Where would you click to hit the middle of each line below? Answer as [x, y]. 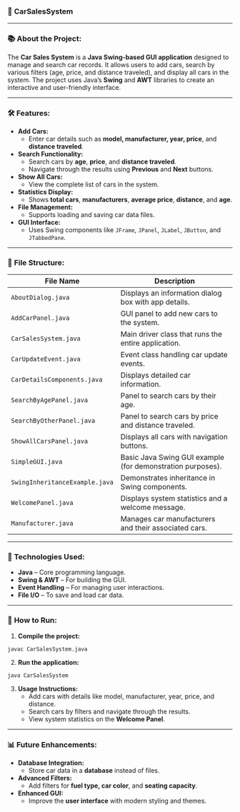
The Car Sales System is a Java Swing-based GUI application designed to [118, 57]
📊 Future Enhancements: [52, 744]
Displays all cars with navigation [174, 437]
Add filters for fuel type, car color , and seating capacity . [113, 786]
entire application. [150, 344]
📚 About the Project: [45, 39]
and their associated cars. [164, 528]
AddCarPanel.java [40, 318]
